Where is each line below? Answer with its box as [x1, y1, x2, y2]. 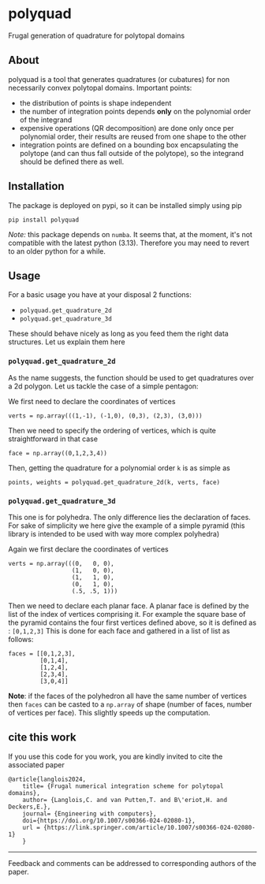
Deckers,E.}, [8, 803, 51, 811]
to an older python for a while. [8, 246, 106, 256]
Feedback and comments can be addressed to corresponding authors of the [8, 858, 256, 867]
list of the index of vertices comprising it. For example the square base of [8, 609, 246, 618]
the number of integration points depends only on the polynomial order [19, 106, 252, 116]
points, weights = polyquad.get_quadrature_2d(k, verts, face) [8, 478, 221, 486]
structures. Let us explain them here [8, 337, 125, 347]
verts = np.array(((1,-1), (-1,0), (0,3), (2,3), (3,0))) [8, 411, 203, 420]
